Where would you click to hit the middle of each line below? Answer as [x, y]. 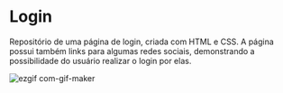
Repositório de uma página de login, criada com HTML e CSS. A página [142, 42]
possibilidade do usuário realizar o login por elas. [100, 60]
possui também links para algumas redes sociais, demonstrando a [132, 51]
